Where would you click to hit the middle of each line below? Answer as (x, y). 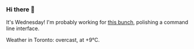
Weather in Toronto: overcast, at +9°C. (53, 40)
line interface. (23, 28)
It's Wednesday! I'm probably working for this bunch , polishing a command (97, 22)
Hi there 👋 (21, 9)
